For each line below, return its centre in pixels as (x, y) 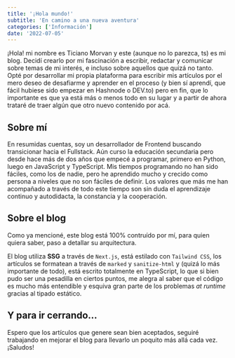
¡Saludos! (21, 347)
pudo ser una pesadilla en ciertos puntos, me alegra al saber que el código (115, 278)
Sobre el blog (37, 218)
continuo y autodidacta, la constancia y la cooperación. (87, 196)
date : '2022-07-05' (36, 33)
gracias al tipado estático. (45, 293)
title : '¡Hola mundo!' (40, 14)
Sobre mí (27, 127)
